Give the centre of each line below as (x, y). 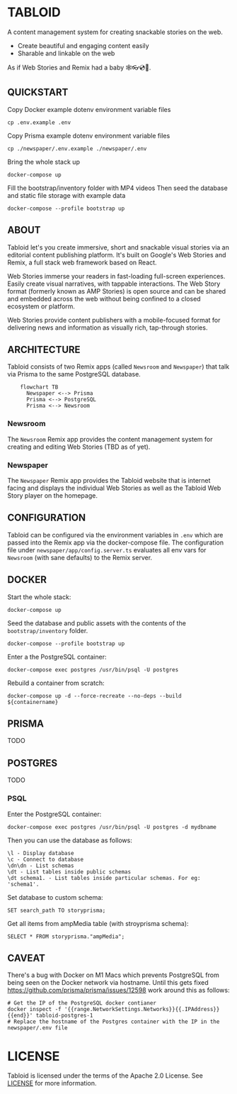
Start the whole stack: (39, 597)
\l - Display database (41, 853)
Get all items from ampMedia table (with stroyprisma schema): (98, 923)
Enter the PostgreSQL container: (54, 814)
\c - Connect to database (45, 859)
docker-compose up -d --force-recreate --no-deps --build (94, 696)
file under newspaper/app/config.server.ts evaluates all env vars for (107, 549)
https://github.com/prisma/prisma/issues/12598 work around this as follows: (118, 990)
